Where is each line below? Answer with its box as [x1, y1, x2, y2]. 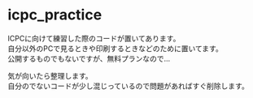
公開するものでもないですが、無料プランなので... [7, 53, 171, 63]
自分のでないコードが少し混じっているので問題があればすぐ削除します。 [7, 81, 249, 91]
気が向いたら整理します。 [7, 70, 93, 80]
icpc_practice [7, 6, 103, 24]
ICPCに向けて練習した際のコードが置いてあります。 [7, 33, 181, 43]
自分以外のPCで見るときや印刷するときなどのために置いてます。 [7, 43, 223, 53]
